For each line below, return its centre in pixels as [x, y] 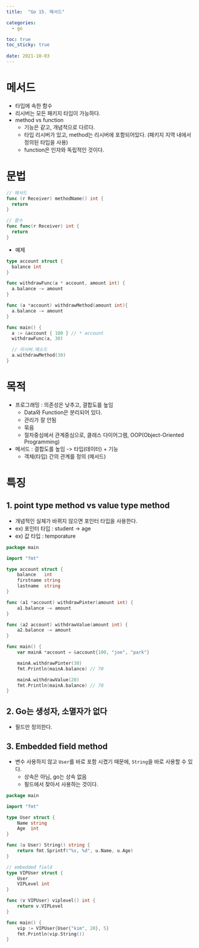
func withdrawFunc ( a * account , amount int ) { [66, 283]
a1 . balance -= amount [44, 608]
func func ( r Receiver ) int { [43, 226]
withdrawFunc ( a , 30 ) [37, 339]
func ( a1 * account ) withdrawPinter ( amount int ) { [70, 602]
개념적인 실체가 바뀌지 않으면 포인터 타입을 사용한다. [76, 521]
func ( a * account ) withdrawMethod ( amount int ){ [67, 305]
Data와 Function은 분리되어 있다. [63, 412]
